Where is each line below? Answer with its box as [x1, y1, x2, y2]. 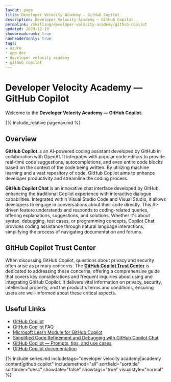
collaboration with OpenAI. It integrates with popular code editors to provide [5, 154, 165, 159]
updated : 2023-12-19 [5, 27, 50, 32]
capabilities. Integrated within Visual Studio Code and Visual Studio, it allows [5, 196, 166, 202]
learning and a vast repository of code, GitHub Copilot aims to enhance [5, 170, 155, 176]
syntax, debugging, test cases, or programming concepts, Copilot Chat [5, 218, 155, 224]
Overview [5, 134, 37, 143]
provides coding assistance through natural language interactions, [5, 223, 144, 229]
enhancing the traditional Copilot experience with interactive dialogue [5, 190, 152, 197]
